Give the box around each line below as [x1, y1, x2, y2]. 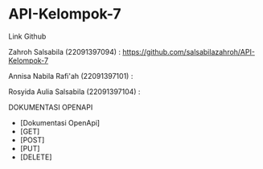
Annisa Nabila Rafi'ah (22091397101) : [8, 71, 134, 80]
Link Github [8, 31, 47, 41]
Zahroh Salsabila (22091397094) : [8, 47, 121, 56]
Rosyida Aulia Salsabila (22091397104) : [8, 86, 141, 97]
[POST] [19, 134, 45, 145]
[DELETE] [19, 152, 52, 162]
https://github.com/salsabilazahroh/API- [121, 47, 256, 56]
